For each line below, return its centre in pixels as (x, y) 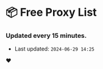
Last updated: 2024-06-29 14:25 (55, 49)
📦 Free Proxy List (51, 13)
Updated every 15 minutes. (46, 36)
